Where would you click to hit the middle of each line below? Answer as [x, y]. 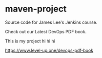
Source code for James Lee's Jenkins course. [51, 22]
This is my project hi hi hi [30, 41]
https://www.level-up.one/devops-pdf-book [49, 50]
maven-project [36, 9]
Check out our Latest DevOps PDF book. [46, 31]
